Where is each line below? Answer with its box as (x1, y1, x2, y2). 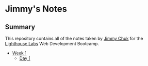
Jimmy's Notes (5, 3, 67, 15)
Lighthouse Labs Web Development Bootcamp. (5, 41, 99, 47)
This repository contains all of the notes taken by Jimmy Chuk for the (5, 35, 143, 41)
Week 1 (12, 50, 27, 56)
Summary (5, 23, 35, 31)
